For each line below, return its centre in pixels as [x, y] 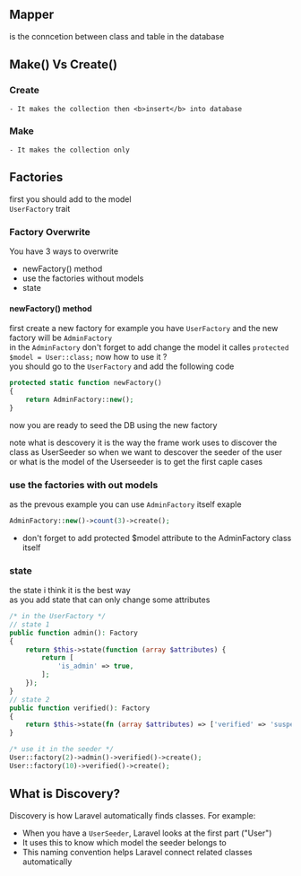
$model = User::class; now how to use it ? [88, 357]
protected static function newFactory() [86, 383]
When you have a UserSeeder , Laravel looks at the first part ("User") [147, 833]
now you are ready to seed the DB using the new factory [113, 425]
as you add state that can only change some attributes [110, 600]
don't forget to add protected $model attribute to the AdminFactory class [157, 538]
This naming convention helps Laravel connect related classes [137, 852]
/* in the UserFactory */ [57, 617]
